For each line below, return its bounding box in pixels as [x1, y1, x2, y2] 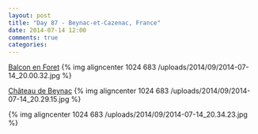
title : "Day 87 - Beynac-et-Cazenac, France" [8, 19, 161, 27]
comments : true [8, 33, 59, 42]
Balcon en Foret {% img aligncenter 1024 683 [8, 62, 157, 72]
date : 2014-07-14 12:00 [8, 26, 87, 34]
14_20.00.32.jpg [8, 71, 61, 80]
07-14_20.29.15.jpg [8, 95, 70, 104]
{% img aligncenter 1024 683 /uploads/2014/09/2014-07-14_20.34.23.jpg [8, 110, 248, 119]
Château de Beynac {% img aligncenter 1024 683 [8, 86, 169, 95]
